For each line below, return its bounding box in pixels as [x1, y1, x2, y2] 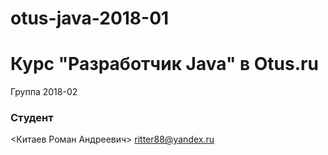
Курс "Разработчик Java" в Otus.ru [10, 53, 319, 76]
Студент [10, 111, 54, 125]
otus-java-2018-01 [10, 7, 170, 30]
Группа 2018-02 [10, 86, 78, 98]
